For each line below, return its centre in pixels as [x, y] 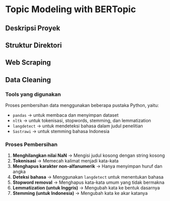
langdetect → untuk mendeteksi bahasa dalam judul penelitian [78, 126]
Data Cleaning [28, 80]
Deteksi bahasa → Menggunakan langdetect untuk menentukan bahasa [88, 177]
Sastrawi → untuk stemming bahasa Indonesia [61, 131]
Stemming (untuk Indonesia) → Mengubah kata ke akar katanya [80, 193]
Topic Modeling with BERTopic [71, 9]
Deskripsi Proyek [33, 28]
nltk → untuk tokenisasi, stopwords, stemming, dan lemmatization [82, 121]
